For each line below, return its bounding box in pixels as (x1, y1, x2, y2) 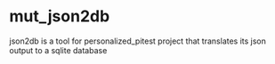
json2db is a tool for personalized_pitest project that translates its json (9, 36, 267, 46)
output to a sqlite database (9, 44, 108, 55)
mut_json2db (9, 6, 110, 27)
